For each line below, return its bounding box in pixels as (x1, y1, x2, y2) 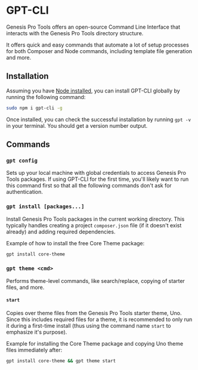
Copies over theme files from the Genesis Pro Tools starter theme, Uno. (6, 309, 182, 316)
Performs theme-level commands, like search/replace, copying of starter (6, 277, 185, 284)
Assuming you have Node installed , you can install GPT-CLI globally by (6, 87, 180, 94)
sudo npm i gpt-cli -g (6, 105, 63, 111)
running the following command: (6, 93, 86, 100)
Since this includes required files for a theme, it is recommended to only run (6, 316, 193, 323)
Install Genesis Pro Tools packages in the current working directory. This (6, 215, 185, 223)
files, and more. (6, 283, 45, 291)
